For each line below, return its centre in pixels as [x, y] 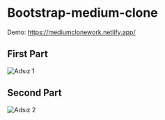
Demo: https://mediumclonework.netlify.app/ [71, 32]
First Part [28, 54]
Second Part [34, 93]
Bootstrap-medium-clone [82, 13]
